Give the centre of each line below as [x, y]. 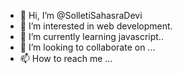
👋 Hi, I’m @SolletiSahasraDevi [81, 15]
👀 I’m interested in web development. [96, 26]
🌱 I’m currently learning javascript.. [91, 36]
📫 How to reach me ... [66, 58]
